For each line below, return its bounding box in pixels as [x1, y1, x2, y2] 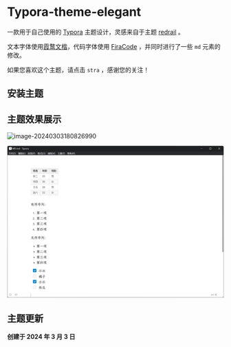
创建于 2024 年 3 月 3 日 [7, 332, 76, 341]
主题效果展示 [7, 113, 62, 125]
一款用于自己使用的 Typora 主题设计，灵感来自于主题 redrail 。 [7, 28, 184, 36]
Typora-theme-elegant [7, 4, 142, 20]
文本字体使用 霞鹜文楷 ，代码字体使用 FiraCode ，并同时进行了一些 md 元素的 [7, 42, 221, 50]
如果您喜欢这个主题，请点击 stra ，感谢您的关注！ [7, 65, 150, 74]
